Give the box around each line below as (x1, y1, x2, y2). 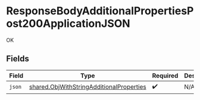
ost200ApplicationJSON (6, 17, 130, 30)
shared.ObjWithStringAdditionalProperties (29, 83, 147, 91)
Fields (6, 54, 30, 64)
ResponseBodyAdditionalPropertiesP (6, 4, 194, 18)
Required (152, 71, 179, 80)
